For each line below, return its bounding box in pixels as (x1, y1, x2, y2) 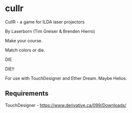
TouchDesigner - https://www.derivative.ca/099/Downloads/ (5, 102, 127, 108)
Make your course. (5, 37, 43, 44)
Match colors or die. (5, 47, 45, 53)
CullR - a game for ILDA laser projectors (5, 19, 85, 25)
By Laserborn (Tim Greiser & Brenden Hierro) (5, 28, 96, 34)
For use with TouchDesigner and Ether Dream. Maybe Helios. (5, 75, 127, 81)
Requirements (5, 89, 49, 97)
